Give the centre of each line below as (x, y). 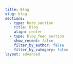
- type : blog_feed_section (37, 37)
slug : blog (16, 14)
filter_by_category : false (41, 50)
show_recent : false (34, 41)
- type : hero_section (31, 23)
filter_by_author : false (39, 45)
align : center (28, 32)
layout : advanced (23, 54)
